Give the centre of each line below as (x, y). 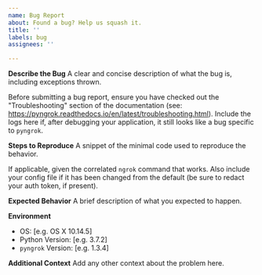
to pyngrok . (25, 131)
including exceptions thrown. (55, 82)
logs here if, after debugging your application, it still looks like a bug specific (131, 122)
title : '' (24, 30)
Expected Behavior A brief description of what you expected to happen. (125, 201)
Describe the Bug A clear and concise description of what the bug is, (120, 74)
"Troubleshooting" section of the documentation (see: (95, 106)
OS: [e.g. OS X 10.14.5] (56, 231)
